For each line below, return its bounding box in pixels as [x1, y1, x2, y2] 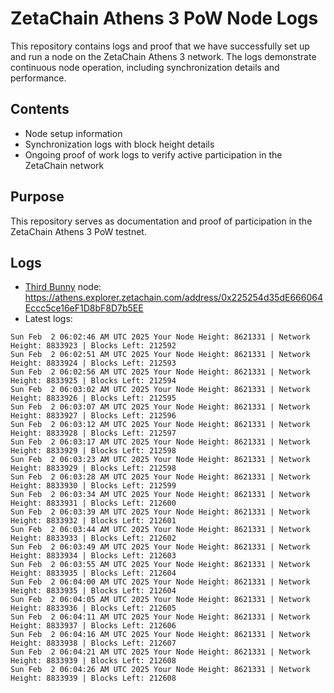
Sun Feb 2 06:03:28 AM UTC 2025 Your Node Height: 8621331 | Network [10, 472, 311, 482]
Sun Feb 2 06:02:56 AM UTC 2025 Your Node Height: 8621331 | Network [10, 367, 311, 377]
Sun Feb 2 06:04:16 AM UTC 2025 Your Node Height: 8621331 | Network [10, 630, 311, 640]
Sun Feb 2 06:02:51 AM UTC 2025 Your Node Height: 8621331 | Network [10, 350, 311, 360]
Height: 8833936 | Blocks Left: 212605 [10, 603, 177, 614]
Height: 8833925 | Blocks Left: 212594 [10, 376, 177, 386]
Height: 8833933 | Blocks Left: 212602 [10, 533, 177, 544]
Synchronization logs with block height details [24, 138, 215, 150]
